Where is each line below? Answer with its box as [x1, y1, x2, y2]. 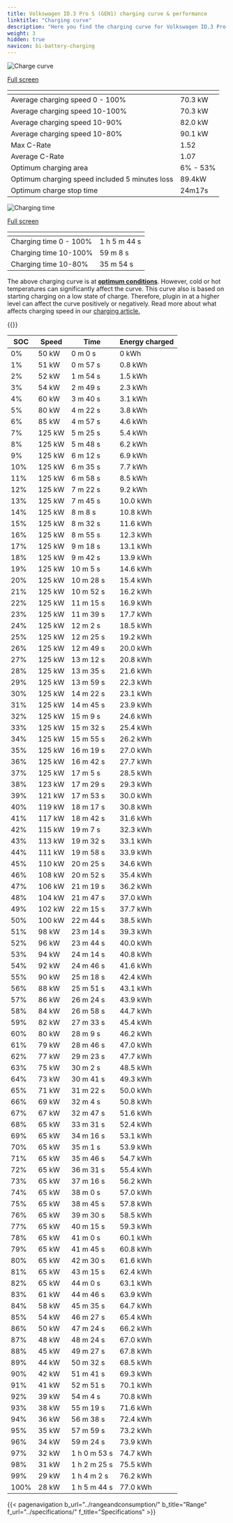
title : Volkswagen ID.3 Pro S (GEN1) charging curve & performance [7, 10, 208, 17]
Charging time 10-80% [10, 260, 89, 269]
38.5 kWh [119, 915, 152, 925]
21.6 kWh [119, 666, 152, 675]
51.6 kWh [119, 1109, 152, 1118]
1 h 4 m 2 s [70, 1471, 109, 1480]
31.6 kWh [119, 813, 152, 823]
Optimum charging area [10, 163, 89, 172]
